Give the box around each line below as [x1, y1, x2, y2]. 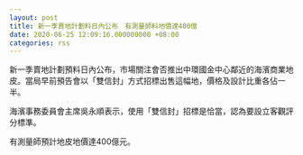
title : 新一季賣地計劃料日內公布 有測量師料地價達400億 [9, 22, 198, 31]
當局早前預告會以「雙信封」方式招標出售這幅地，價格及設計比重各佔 [24, 76, 278, 87]
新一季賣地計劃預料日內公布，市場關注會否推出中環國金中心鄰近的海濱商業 [9, 64, 286, 75]
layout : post [9, 13, 59, 23]
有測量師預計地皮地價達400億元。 [9, 136, 135, 147]
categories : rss [9, 38, 70, 48]
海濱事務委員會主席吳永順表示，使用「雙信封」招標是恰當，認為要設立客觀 [9, 105, 286, 117]
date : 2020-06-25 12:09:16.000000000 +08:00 [9, 30, 179, 39]
